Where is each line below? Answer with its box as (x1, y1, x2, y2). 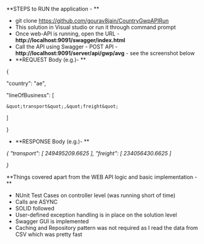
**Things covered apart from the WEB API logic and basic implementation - (6, 174, 197, 180)
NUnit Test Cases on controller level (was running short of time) (15, 192, 176, 199)
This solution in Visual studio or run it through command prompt (15, 24, 176, 31)
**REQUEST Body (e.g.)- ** (15, 56, 86, 63)
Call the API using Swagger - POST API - (15, 43, 118, 50)
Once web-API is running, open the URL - (15, 30, 120, 37)
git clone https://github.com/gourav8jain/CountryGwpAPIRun (15, 17, 169, 24)
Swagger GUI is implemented (15, 218, 89, 225)
